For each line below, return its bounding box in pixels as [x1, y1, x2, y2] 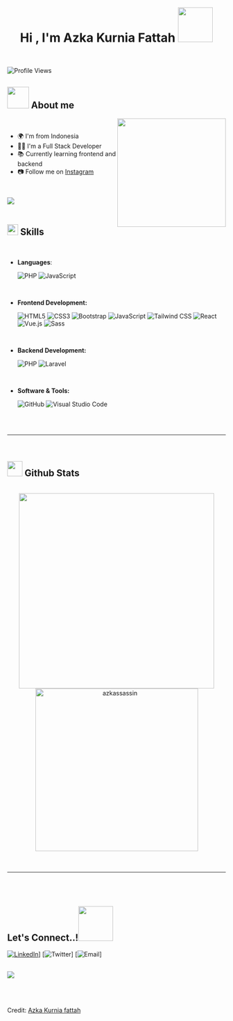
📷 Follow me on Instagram [17, 167, 94, 176]
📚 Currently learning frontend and [17, 149, 116, 158]
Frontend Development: [17, 298, 88, 307]
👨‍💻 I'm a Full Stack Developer [17, 142, 102, 150]
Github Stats [24, 467, 80, 479]
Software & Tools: [17, 386, 70, 395]
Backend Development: [17, 346, 87, 354]
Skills [19, 226, 44, 238]
